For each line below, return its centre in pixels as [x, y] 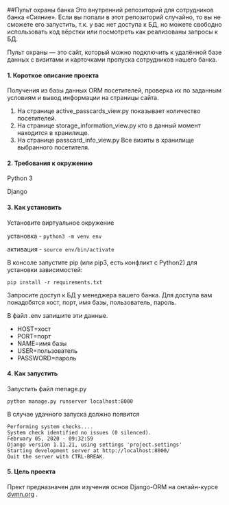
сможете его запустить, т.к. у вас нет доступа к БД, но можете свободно [115, 24]
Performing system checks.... [50, 427]
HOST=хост [34, 329]
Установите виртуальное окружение [61, 223]
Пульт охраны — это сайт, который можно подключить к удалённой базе [114, 52]
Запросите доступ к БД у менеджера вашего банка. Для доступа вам [110, 295]
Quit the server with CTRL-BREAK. [57, 456]
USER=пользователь [47, 350]
